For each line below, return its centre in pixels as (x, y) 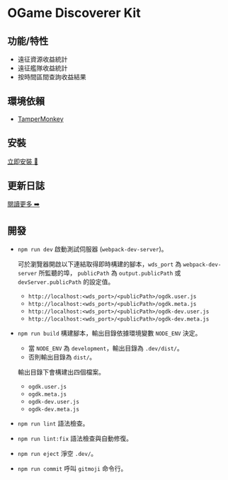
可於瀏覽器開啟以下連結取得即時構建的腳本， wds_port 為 (99, 264)
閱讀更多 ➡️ (24, 204)
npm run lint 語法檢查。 (53, 423)
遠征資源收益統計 (42, 59)
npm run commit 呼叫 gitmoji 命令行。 (72, 469)
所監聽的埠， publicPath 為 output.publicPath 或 (110, 273)
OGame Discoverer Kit (74, 13)
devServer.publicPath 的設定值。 (66, 282)
